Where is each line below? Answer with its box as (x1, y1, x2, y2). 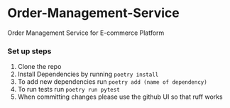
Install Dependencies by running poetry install (17, 70, 159, 79)
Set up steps (7, 46, 52, 56)
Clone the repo (17, 63, 62, 71)
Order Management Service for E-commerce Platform (7, 28, 165, 37)
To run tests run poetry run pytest (17, 85, 121, 94)
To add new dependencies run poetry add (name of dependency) (17, 77, 207, 86)
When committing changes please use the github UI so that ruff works (17, 92, 223, 101)
